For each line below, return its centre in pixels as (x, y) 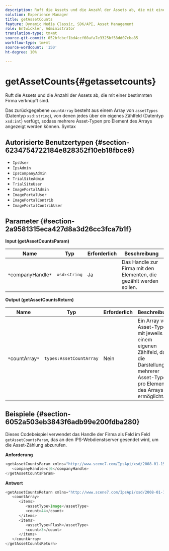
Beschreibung (141, 254)
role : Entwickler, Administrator (40, 29)
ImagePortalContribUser (37, 206)
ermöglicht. (151, 396)
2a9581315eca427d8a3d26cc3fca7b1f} (69, 229)
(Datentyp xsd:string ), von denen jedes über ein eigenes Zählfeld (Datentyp (84, 116)
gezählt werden (140, 281)
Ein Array (148, 321)
